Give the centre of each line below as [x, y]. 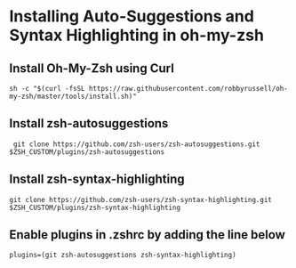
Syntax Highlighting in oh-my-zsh [137, 35]
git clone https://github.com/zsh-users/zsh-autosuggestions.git [136, 144]
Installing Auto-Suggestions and [132, 16]
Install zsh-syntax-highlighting [97, 179]
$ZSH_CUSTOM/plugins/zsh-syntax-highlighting [95, 207]
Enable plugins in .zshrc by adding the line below [148, 235]
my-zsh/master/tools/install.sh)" [73, 96]
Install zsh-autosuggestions [89, 123]
